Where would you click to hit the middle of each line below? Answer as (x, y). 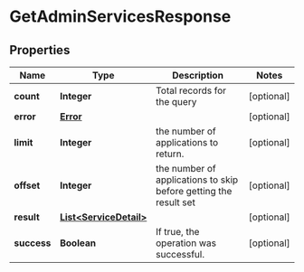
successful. (180, 254)
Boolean (78, 243)
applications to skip (197, 180)
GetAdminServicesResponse (120, 17)
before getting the (194, 191)
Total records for (191, 90)
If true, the (177, 232)
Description (198, 75)
